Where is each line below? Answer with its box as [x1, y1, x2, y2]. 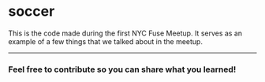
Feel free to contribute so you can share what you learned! [8, 64, 237, 75]
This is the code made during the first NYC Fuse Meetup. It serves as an [8, 28, 243, 38]
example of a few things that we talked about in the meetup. [8, 36, 203, 46]
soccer [8, 2, 55, 20]
